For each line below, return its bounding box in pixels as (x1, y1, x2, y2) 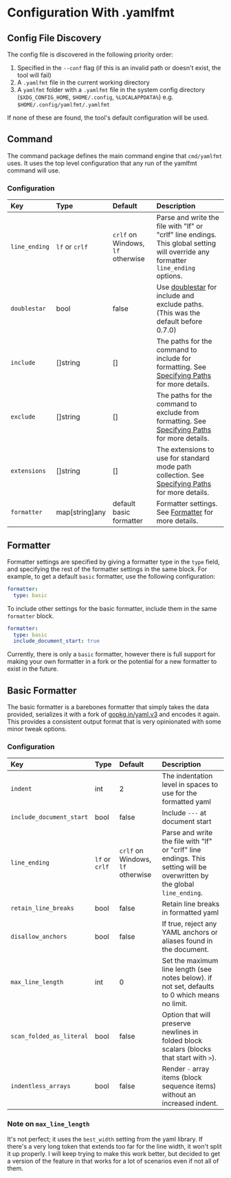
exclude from (156, 408, 199, 417)
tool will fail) (16, 71, 52, 79)
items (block (162, 1073, 202, 1082)
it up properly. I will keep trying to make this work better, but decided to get (7, 1149, 220, 1157)
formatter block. (7, 612, 54, 620)
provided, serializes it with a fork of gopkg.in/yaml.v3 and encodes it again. (7, 710, 220, 719)
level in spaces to (162, 780, 219, 790)
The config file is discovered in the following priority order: (7, 50, 173, 58)
